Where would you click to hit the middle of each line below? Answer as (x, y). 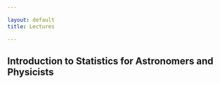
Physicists (31, 72)
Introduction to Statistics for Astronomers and (110, 61)
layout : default (31, 20)
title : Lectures (31, 26)
